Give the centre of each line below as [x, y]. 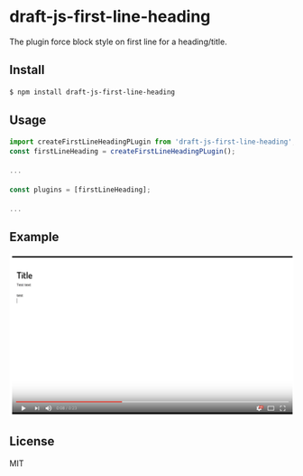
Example [34, 237]
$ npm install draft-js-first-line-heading [92, 92]
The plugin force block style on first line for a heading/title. [118, 42]
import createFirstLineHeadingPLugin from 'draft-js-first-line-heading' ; [153, 142]
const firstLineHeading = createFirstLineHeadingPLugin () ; [123, 152]
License [32, 441]
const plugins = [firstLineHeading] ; [80, 190]
